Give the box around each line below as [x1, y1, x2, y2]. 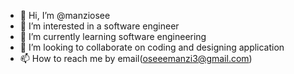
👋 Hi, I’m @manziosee [19, 10, 111, 21]
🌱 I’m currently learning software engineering [19, 31, 207, 42]
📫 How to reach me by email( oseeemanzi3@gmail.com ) [19, 53, 253, 64]
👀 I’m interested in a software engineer [19, 20, 180, 32]
